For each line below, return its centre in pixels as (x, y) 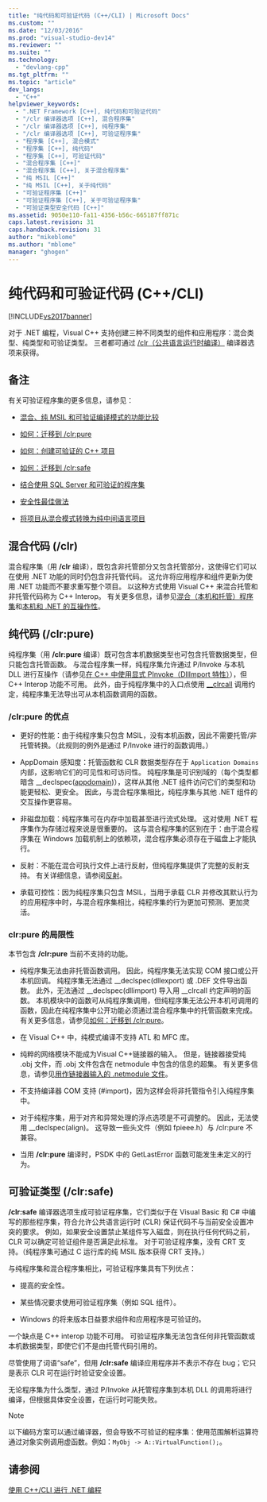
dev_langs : (26, 89)
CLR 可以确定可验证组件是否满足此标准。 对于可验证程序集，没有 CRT (122, 1242)
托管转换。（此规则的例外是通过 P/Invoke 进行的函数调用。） (116, 745)
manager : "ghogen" (39, 252)
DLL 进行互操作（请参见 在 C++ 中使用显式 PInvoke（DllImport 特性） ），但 (128, 674)
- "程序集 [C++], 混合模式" (58, 141)
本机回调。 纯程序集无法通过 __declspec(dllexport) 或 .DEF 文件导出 (130, 980)
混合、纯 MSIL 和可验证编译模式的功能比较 (89, 417)
